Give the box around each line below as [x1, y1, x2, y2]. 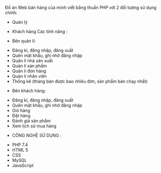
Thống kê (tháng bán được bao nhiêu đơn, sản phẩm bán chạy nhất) [12, 78, 148, 84]
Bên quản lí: [12, 38, 36, 44]
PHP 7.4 [12, 142, 28, 148]
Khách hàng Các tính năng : [12, 29, 68, 34]
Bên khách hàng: [12, 88, 46, 93]
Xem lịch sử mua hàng [12, 123, 57, 129]
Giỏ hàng [12, 107, 30, 113]
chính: [5, 10, 18, 16]
